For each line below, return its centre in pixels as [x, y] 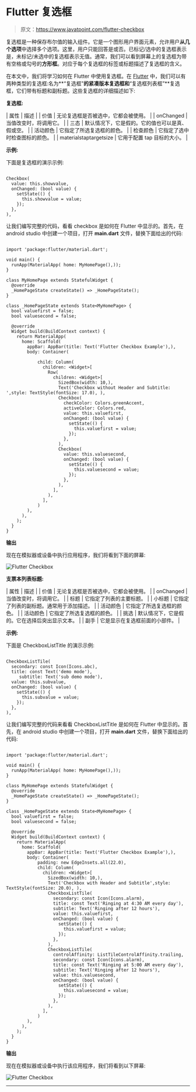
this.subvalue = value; [50, 697]
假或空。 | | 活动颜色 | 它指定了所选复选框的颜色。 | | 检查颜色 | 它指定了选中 [98, 130]
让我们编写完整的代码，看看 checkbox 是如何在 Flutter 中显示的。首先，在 [95, 226]
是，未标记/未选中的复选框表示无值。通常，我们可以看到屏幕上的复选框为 [94, 56]
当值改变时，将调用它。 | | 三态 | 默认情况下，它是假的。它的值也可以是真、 [97, 123]
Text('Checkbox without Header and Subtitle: [114, 387]
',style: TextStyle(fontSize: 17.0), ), [56, 392]
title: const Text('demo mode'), [52, 671]
